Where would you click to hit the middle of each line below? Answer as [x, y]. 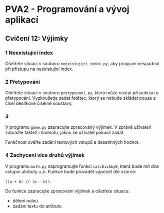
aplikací [22, 20]
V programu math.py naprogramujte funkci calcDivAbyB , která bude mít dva [82, 166]
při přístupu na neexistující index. [39, 69]
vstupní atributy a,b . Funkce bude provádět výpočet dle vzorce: [71, 171]
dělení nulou [25, 200]
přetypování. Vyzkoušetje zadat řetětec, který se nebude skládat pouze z [80, 98]
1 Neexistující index [29, 53]
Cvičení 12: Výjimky [37, 38]
